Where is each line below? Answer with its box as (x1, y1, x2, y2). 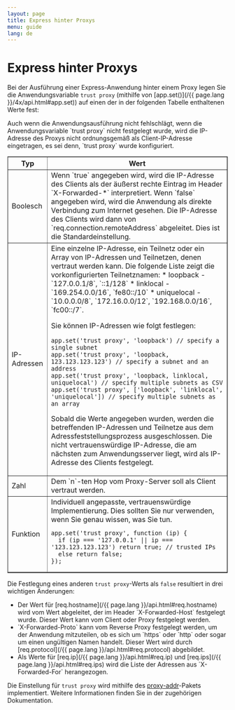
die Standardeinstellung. (51, 232, 131, 242)
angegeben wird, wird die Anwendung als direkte (51, 197, 212, 207)
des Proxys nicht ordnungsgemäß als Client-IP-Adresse (32, 134, 193, 142)
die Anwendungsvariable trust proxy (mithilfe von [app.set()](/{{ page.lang (7, 91, 225, 99)
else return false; (58, 550, 123, 558)
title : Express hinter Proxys (7, 17, 96, 24)
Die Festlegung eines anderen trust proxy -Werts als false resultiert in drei (7, 580, 223, 588)
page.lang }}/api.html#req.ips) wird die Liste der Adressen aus (17, 660, 197, 669)
